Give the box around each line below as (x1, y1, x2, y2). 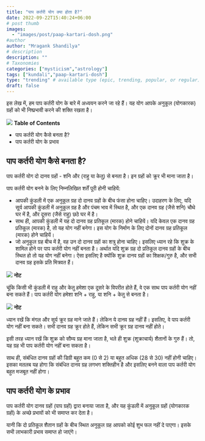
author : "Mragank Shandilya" (6, 43, 81, 49)
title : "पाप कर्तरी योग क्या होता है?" (6, 9, 83, 15)
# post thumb (6, 20, 40, 26)
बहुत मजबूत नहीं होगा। (6, 368, 50, 375)
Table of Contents (13, 120, 60, 126)
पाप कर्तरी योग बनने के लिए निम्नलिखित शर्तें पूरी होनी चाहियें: (6, 184, 121, 192)
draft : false (6, 83, 40, 89)
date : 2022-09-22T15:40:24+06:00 (6, 15, 92, 21)
